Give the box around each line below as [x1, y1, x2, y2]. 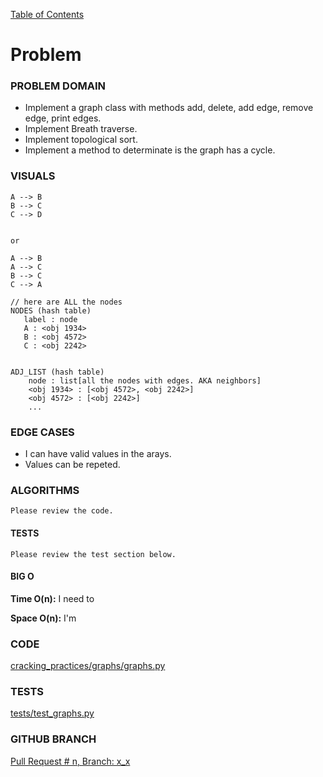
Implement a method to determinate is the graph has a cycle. [24, 144, 276, 156]
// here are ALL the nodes [10, 297, 123, 307]
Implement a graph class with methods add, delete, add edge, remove [24, 102, 314, 114]
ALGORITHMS [10, 484, 80, 497]
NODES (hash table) [10, 305, 92, 316]
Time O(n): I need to [10, 592, 95, 604]
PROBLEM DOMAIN [10, 79, 107, 93]
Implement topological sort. [24, 134, 138, 146]
